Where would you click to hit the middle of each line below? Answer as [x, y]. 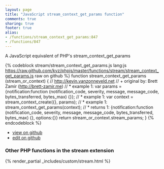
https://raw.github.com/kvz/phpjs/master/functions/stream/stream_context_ [82, 70]
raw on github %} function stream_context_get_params [91, 76]
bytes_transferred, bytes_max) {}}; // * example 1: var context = [69, 97]
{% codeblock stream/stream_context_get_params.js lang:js [66, 65]
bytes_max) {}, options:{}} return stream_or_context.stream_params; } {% [80, 118]
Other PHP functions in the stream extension [60, 150]
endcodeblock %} [23, 123]
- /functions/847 [23, 42]
